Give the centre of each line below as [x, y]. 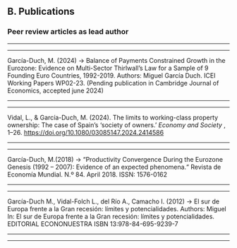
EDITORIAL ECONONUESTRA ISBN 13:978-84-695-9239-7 [93, 224]
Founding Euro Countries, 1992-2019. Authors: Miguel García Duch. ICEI [112, 75]
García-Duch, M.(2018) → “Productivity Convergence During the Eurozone [115, 159]
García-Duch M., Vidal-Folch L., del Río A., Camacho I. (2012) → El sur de [114, 201]
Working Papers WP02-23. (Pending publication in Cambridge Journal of [113, 83]
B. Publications [41, 12]
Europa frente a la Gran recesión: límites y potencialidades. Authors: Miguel [117, 208]
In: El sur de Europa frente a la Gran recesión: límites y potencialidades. [111, 216]
